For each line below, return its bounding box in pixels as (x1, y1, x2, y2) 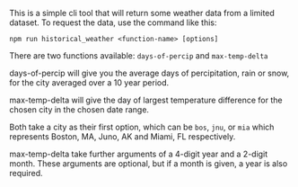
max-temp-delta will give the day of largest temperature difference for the (9, 94, 283, 105)
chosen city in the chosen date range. (9, 104, 150, 115)
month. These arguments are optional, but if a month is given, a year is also (9, 158, 288, 169)
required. (9, 168, 43, 178)
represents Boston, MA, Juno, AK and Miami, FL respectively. (9, 131, 236, 142)
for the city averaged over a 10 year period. (9, 77, 170, 88)
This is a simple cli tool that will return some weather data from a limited (9, 8, 276, 18)
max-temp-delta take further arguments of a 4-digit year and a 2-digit (9, 148, 268, 159)
